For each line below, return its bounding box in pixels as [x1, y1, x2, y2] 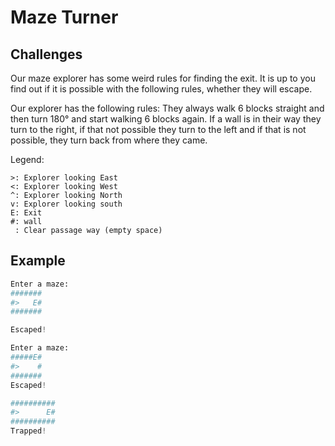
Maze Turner [10, 6, 119, 29]
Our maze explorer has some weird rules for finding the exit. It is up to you [10, 72, 316, 84]
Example [10, 252, 66, 270]
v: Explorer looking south [10, 199, 123, 209]
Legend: [10, 154, 45, 165]
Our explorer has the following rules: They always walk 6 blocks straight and [10, 102, 325, 114]
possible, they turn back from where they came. [10, 134, 208, 146]
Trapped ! [10, 426, 47, 436]
